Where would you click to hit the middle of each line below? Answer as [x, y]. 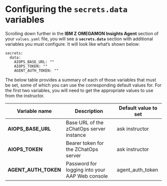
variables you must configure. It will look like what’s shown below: [73, 44]
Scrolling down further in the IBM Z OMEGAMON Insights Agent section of [82, 33]
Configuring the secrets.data [66, 9]
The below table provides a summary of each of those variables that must [81, 80]
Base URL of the [85, 122]
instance [76, 135]
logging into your [86, 170]
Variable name [34, 111]
